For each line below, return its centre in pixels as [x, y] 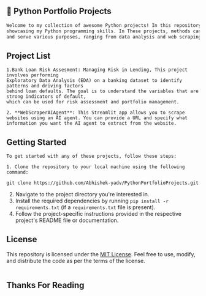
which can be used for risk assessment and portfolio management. [93, 102]
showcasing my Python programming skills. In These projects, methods [98, 31]
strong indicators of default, [46, 97]
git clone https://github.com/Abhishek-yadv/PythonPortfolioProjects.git [103, 183]
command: [17, 172]
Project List [29, 56]
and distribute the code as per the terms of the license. [76, 261]
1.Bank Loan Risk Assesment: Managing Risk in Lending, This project [97, 70]
